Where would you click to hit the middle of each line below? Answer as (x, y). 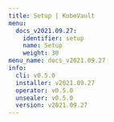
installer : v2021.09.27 (55, 83)
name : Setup (43, 46)
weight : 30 (41, 53)
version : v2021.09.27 (52, 105)
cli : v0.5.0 (36, 75)
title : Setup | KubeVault (51, 16)
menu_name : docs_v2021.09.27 (57, 61)
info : (17, 68)
